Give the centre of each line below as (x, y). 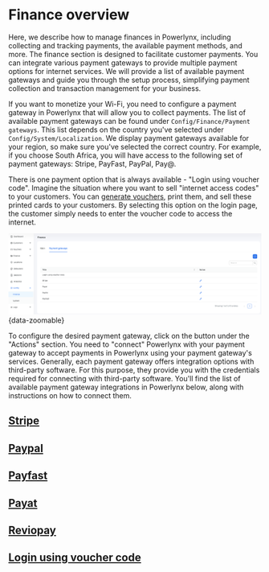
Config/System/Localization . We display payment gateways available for (129, 138)
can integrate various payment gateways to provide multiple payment (123, 63)
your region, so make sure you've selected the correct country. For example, (135, 146)
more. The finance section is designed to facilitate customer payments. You (133, 54)
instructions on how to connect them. (70, 396)
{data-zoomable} (37, 320)
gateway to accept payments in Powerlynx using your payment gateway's (130, 353)
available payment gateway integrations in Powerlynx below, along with (126, 387)
